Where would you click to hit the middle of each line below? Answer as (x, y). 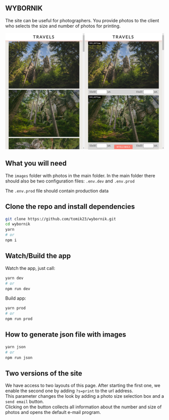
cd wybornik (18, 224)
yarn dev (14, 278)
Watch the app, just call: (30, 268)
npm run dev (18, 289)
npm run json (19, 358)
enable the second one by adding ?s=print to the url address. (69, 391)
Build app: (16, 298)
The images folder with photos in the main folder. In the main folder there (80, 175)
